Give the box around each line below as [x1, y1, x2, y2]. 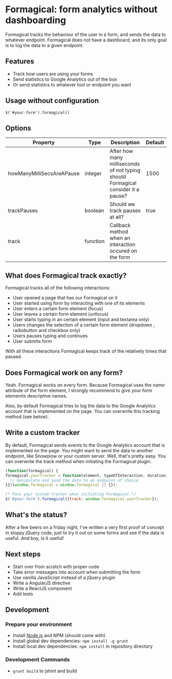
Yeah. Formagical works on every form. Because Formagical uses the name [5, 382, 165, 388]
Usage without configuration [5, 96, 99, 105]
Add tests [12, 590, 33, 597]
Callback [109, 222, 131, 229]
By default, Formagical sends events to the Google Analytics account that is [5, 442, 165, 448]
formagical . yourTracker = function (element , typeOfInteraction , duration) [5, 473, 168, 478]
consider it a [109, 186, 140, 193]
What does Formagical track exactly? [5, 271, 127, 280]
